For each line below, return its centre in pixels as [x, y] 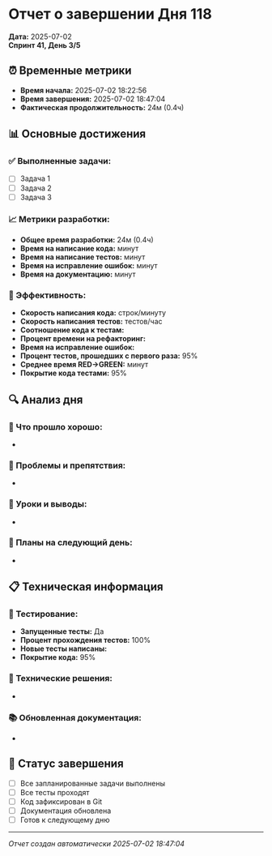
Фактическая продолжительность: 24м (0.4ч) [102, 107]
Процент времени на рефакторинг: [83, 339]
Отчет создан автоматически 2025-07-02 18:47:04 [96, 844]
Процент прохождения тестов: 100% [85, 640]
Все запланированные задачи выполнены [93, 783]
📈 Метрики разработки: [59, 219]
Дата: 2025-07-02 [40, 36]
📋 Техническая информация [86, 587]
